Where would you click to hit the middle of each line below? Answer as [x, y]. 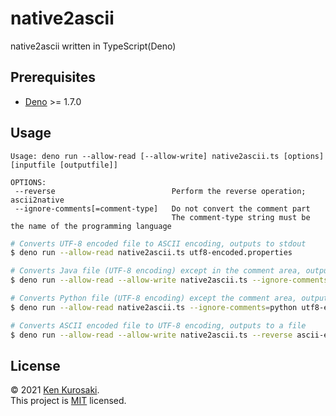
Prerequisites [53, 77]
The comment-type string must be [241, 217]
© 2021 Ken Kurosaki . [55, 390]
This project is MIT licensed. [68, 401]
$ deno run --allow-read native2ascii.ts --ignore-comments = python [154, 307]
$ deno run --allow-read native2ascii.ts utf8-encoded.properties [151, 253]
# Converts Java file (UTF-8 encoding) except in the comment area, [156, 271]
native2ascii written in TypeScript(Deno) [93, 46]
